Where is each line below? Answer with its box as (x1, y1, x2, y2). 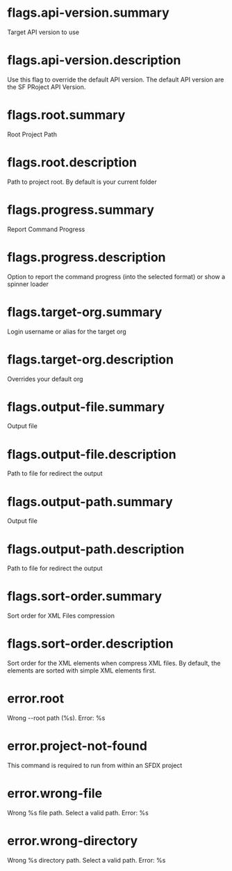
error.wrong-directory (7, 833, 138, 849)
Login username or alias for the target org (7, 327, 126, 336)
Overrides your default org (7, 375, 83, 383)
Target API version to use (7, 28, 80, 36)
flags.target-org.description (7, 352, 174, 367)
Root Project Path (7, 130, 58, 139)
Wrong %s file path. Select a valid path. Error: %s (7, 808, 149, 817)
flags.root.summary (7, 107, 126, 123)
